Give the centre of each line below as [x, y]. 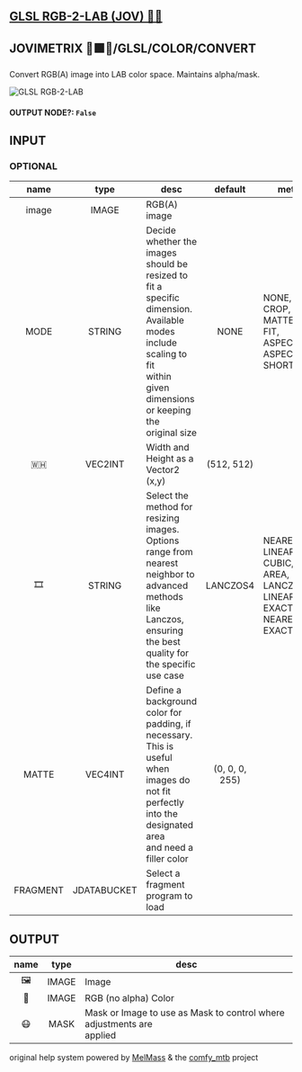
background [172, 701]
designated [170, 826]
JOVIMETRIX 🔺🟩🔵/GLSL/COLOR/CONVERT [133, 48]
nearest [162, 563]
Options [163, 540]
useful [159, 758]
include [162, 343]
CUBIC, [279, 563]
